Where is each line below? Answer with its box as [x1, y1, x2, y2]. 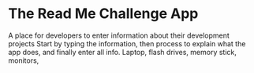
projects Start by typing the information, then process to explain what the [8, 38, 246, 48]
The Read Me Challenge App [8, 5, 199, 23]
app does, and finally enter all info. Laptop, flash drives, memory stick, [8, 47, 237, 57]
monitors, [8, 56, 39, 65]
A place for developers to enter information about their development [8, 31, 230, 40]
